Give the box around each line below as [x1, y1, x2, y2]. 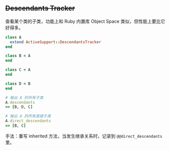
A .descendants [5, 100, 36, 105]
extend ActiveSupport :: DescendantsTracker [10, 39, 101, 45]
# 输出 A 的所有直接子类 [5, 114, 51, 119]
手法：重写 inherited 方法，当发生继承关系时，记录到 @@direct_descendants [5, 133, 163, 139]
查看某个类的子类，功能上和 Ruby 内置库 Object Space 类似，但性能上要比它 [5, 18, 165, 24]
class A [5, 35, 22, 40]
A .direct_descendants [5, 118, 51, 124]
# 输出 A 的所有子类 [5, 95, 44, 100]
